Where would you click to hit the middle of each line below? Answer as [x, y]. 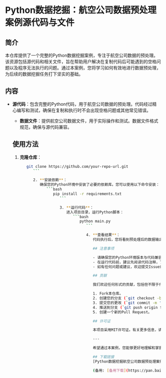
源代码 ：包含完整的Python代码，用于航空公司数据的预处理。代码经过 [82, 104]
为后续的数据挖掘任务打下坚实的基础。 [44, 74]
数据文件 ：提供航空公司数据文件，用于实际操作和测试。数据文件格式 [89, 121]
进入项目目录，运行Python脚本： [95, 212]
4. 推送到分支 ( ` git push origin [125, 307]
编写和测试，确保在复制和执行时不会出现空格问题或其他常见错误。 [84, 110]
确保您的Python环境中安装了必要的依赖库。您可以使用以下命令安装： [100, 185]
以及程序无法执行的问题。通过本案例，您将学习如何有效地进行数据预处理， [85, 68]
